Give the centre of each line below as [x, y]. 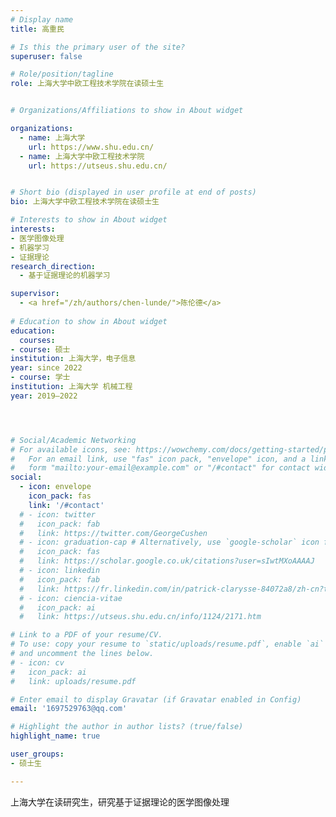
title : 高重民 [37, 29]
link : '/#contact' [66, 505]
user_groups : [37, 754]
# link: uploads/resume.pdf [73, 681]
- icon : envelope [55, 487]
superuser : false [46, 56]
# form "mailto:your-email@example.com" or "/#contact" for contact [160, 468]
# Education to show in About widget [89, 321]
